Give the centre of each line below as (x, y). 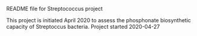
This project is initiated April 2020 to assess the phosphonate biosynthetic (99, 20)
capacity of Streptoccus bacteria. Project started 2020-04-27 (83, 27)
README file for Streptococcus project (54, 9)
